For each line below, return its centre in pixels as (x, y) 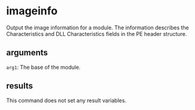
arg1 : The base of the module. (43, 67)
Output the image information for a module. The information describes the (97, 27)
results (19, 86)
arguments (27, 53)
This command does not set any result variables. (66, 100)
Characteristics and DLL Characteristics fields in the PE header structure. (97, 33)
